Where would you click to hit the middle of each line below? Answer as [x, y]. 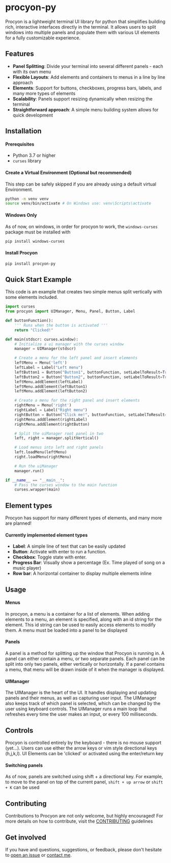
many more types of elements [44, 93]
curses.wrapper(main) [37, 489]
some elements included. [32, 297]
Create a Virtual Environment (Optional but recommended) [68, 172]
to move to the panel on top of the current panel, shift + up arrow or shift [84, 782]
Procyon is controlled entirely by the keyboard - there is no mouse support [83, 743]
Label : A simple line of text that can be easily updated [69, 546]
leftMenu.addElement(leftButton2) [51, 391]
